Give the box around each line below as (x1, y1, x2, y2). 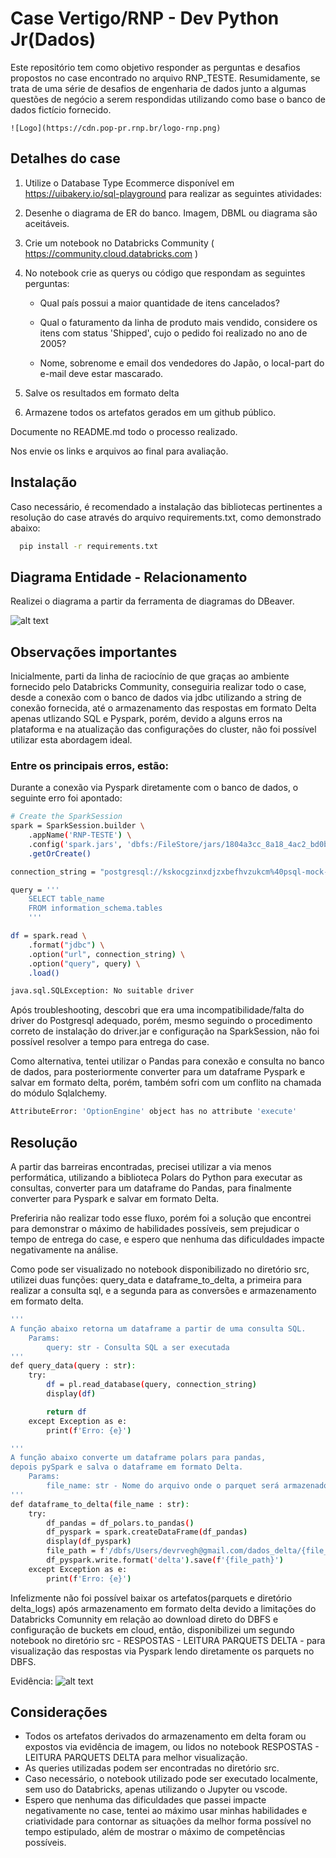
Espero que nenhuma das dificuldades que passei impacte (24, 1794, 267, 1806)
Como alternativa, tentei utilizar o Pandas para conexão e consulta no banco (10, 1055, 325, 1067)
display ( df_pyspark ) (46, 1537, 132, 1547)
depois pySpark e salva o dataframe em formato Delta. (10, 1462, 244, 1472)
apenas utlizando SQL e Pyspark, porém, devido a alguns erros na (10, 713, 283, 725)
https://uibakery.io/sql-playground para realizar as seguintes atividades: (24, 187, 323, 199)
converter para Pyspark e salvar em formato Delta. (10, 1193, 220, 1205)
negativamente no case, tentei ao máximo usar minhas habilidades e (24, 1805, 308, 1817)
